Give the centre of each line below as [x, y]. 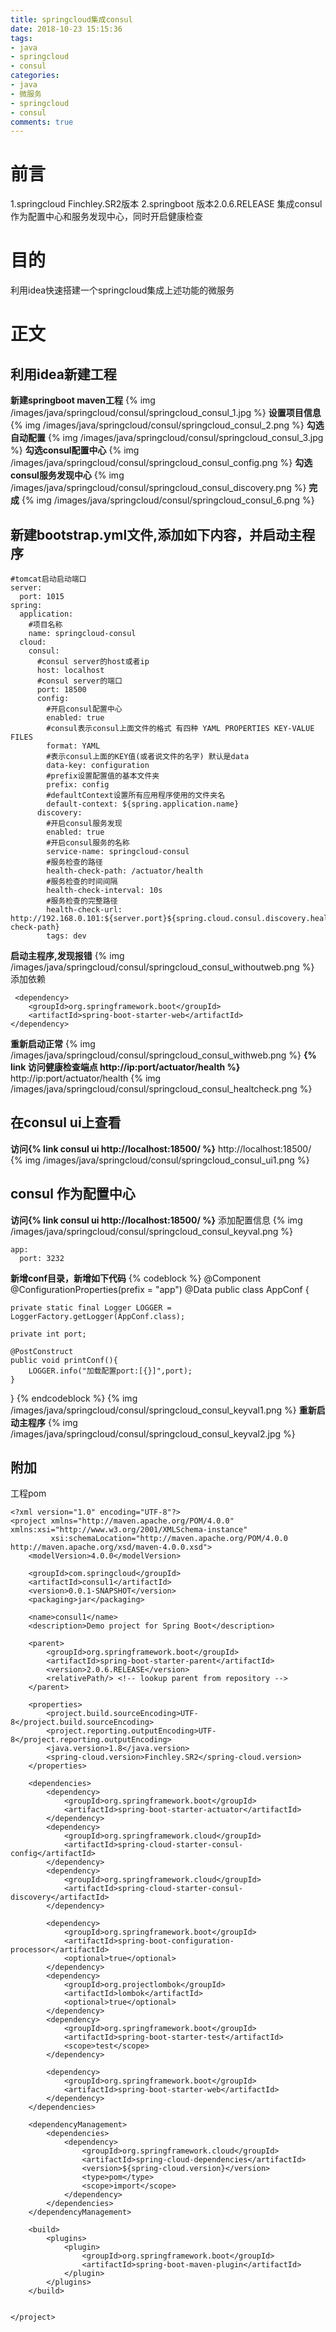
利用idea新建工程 [63, 374]
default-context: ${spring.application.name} [143, 804]
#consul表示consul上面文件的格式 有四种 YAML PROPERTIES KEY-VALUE [180, 728]
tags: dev [66, 936]
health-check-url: [84, 909]
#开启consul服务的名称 [88, 842]
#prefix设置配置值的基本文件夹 [103, 776]
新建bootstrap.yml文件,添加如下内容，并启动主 [156, 534]
